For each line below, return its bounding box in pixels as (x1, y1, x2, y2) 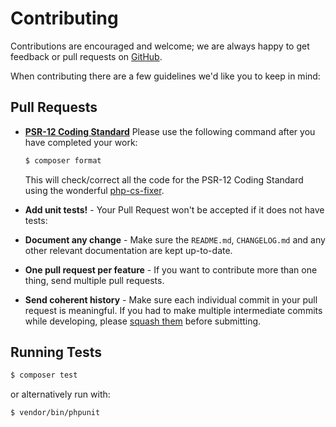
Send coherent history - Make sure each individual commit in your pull (24, 293, 318, 306)
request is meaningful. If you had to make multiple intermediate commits (24, 304, 323, 316)
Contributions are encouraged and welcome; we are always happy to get (10, 40, 310, 52)
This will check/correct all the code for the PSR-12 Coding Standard (24, 173, 304, 186)
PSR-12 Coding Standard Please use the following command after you (24, 125, 316, 137)
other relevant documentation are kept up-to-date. (24, 244, 233, 256)
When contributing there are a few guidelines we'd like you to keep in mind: (10, 70, 321, 82)
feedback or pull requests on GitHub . (10, 50, 163, 62)
